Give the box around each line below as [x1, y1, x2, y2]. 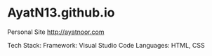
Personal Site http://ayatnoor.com [7, 28, 105, 36]
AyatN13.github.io [7, 5, 115, 21]
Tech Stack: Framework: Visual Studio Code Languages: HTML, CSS [7, 41, 205, 49]
